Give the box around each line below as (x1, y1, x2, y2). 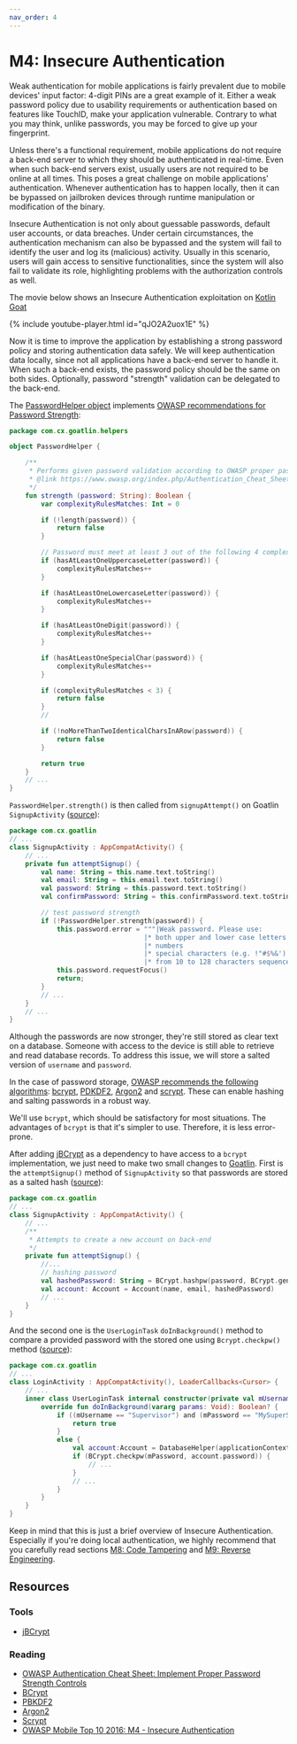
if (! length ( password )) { (41, 515, 137, 524)
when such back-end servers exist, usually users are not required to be (9, 163, 269, 174)
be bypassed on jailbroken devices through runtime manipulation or (9, 191, 255, 202)
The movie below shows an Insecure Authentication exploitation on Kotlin (9, 291, 277, 302)
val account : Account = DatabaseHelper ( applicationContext (72, 1444, 291, 1453)
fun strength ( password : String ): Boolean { (25, 491, 192, 500)
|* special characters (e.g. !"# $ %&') (143, 950, 287, 958)
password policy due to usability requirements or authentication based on (9, 99, 278, 110)
